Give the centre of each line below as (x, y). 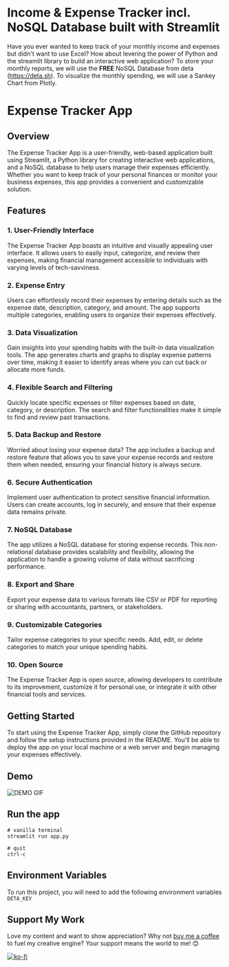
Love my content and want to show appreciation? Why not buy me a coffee (113, 936)
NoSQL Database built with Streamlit (113, 27)
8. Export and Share (41, 584)
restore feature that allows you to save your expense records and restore (110, 457)
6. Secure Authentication (50, 482)
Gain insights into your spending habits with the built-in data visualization (111, 348)
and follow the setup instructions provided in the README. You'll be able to (113, 740)
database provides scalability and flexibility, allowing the (115, 552)
